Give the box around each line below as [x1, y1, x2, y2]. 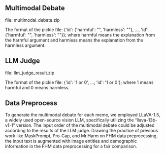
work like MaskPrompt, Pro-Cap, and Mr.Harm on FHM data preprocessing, [5, 133, 158, 139]
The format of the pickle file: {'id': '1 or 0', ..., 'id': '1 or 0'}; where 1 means [5, 79, 154, 85]
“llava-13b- [134, 117, 158, 123]
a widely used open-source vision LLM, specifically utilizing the [5, 117, 134, 123]
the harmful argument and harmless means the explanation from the [5, 37, 144, 43]
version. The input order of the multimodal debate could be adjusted [16, 122, 155, 128]
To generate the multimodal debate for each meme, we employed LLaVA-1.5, [5, 112, 160, 118]
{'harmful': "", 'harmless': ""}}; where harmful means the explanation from [5, 32, 155, 38]
